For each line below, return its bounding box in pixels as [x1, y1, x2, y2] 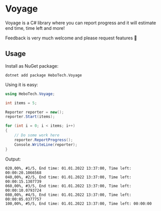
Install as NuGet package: [5, 63, 59, 69]
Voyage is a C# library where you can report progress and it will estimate [5, 20, 156, 26]
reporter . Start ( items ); [5, 114, 55, 119]
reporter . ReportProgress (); [14, 137, 73, 142]
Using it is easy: [5, 81, 39, 87]
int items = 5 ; [5, 100, 37, 105]
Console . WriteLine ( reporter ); [14, 142, 78, 147]
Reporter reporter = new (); [5, 110, 64, 115]
